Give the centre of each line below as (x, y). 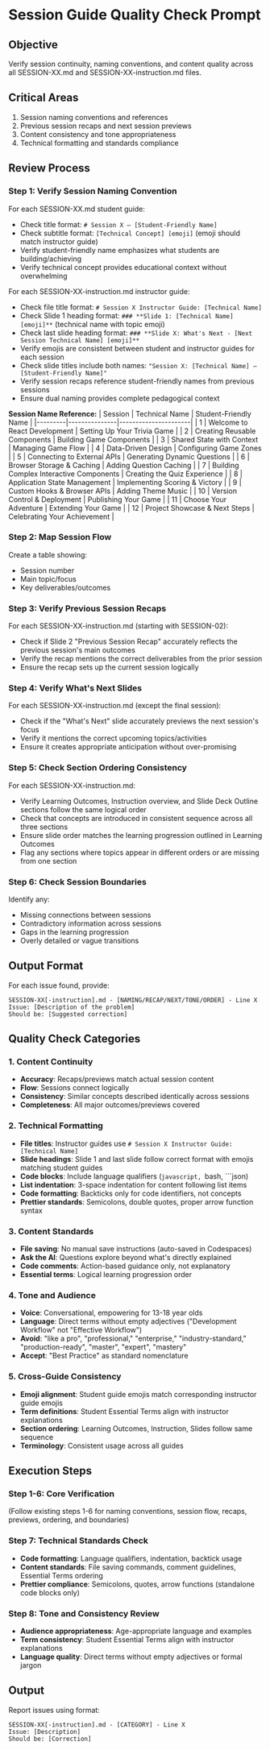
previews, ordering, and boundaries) (69, 1520)
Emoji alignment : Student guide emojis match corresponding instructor (138, 1394)
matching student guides (61, 1167)
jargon (31, 1665)
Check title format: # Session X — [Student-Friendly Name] (118, 224)
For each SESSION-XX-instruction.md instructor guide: (99, 291)
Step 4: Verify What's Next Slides (75, 688)
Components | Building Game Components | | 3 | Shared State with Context (133, 439)
